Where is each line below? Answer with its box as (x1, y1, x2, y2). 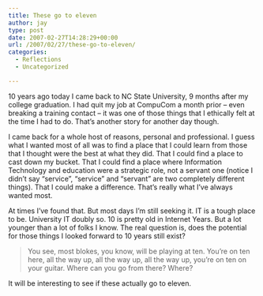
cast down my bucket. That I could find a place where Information (8, 157, 223, 167)
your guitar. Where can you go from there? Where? (27, 263, 193, 272)
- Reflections (15, 56, 62, 64)
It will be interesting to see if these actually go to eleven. (8, 278, 192, 288)
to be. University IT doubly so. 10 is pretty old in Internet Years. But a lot (8, 214, 242, 223)
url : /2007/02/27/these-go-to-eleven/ (8, 41, 136, 49)
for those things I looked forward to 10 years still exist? (8, 230, 186, 241)
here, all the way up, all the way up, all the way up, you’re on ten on (27, 254, 247, 264)
